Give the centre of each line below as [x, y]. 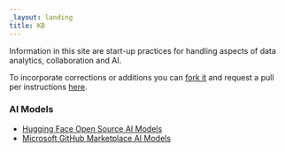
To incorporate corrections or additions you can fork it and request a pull [142, 77]
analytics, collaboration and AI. [65, 60]
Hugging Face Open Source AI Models [92, 128]
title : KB [27, 26]
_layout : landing [41, 17]
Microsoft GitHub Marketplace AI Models [96, 138]
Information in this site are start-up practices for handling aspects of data [143, 50]
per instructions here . [48, 87]
